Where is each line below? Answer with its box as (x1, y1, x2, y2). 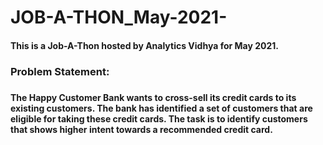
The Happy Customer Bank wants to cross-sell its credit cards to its (10, 91, 297, 103)
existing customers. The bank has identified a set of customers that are (10, 102, 313, 114)
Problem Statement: (10, 64, 110, 78)
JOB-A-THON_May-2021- (10, 6, 228, 29)
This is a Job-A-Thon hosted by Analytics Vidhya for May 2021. (10, 39, 279, 51)
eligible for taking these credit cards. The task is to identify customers (10, 112, 308, 125)
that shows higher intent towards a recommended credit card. (10, 123, 273, 135)
